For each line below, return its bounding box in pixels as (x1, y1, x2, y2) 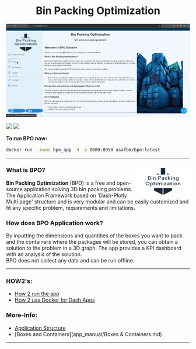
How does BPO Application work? (6, 219, 103, 227)
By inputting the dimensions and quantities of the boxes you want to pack (6, 232, 183, 239)
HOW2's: (6, 277, 33, 285)
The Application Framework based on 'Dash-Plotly (6, 192, 127, 199)
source (6, 185, 23, 192)
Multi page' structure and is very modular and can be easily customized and (6, 198, 189, 205)
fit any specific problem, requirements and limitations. (6, 204, 135, 211)
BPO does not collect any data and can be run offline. (6, 257, 135, 264)
